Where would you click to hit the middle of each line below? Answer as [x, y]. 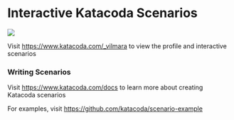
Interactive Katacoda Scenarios [102, 13]
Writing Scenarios [39, 72]
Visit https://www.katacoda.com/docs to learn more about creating [105, 87]
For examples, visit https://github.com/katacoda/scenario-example [105, 109]
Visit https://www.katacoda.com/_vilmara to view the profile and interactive [117, 46]
